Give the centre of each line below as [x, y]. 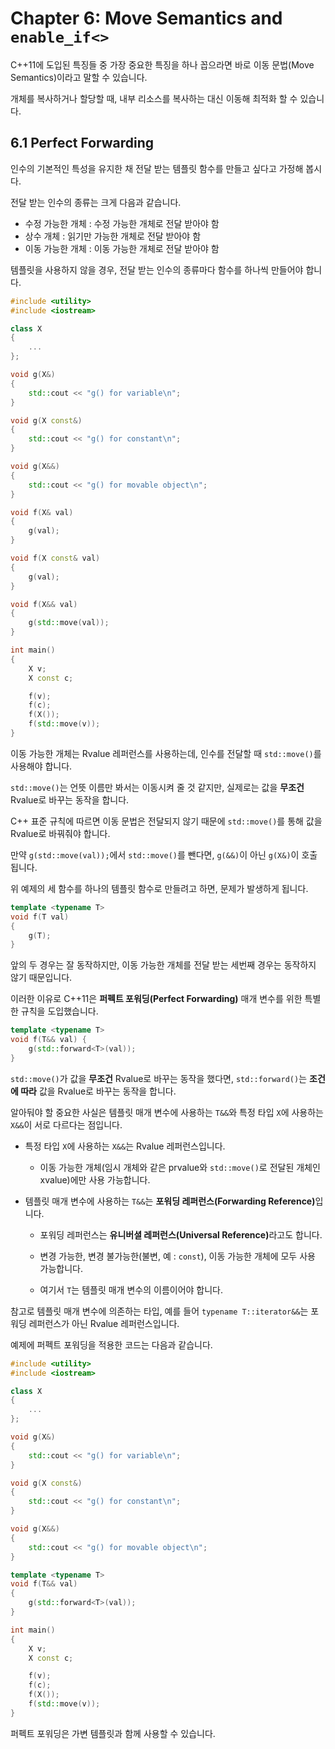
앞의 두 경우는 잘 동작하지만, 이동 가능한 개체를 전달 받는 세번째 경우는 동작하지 [163, 965]
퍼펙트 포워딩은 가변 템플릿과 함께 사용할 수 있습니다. [113, 1733]
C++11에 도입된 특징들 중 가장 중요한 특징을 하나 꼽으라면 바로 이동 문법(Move [162, 64]
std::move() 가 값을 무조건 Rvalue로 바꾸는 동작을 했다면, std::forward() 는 [159, 1078]
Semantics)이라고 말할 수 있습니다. [79, 77]
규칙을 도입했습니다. [59, 1011]
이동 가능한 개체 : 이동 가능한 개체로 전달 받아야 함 [122, 248]
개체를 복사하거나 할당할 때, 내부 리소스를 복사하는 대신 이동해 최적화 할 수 [154, 98]
